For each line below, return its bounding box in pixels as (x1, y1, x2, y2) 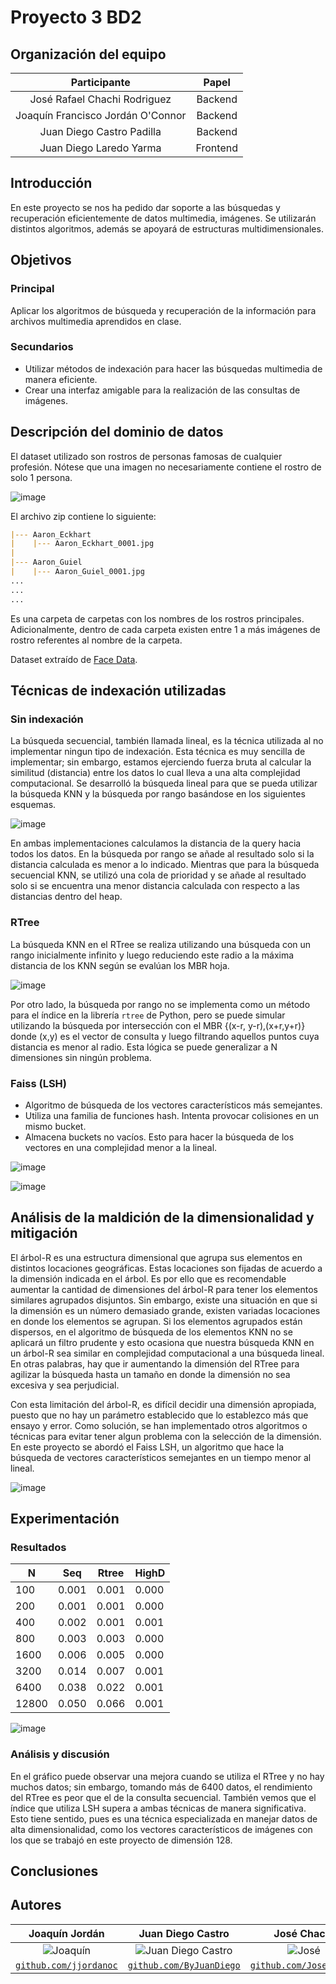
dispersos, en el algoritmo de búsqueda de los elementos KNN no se (10, 1326, 293, 1338)
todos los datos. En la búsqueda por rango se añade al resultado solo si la (10, 848, 315, 860)
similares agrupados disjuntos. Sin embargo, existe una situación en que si (10, 1294, 318, 1306)
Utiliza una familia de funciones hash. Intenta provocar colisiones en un (24, 1109, 319, 1121)
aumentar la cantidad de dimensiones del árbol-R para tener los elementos (10, 1283, 318, 1295)
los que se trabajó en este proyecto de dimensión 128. (10, 1834, 233, 1846)
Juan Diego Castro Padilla (39, 125, 162, 138)
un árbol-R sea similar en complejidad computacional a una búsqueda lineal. (10, 1347, 325, 1359)
